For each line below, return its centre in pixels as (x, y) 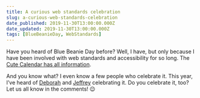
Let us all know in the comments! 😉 (51, 89)
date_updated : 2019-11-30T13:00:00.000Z (58, 29)
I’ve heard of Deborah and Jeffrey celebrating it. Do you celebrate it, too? (98, 83)
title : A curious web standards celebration (63, 12)
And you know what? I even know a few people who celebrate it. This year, (99, 76)
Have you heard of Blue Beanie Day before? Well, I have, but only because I (101, 51)
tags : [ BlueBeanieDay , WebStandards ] (54, 34)
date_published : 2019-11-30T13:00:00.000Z (61, 23)
